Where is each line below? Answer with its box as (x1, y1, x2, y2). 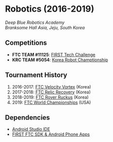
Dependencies (5, 113, 50, 122)
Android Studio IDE (12, 126, 50, 132)
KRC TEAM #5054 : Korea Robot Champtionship (12, 57, 108, 63)
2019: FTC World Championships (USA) (12, 99, 91, 105)
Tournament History (5, 71, 67, 79)
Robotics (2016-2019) (5, 3, 95, 15)
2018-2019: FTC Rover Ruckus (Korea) (12, 94, 89, 100)
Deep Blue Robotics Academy (5, 19, 65, 25)
